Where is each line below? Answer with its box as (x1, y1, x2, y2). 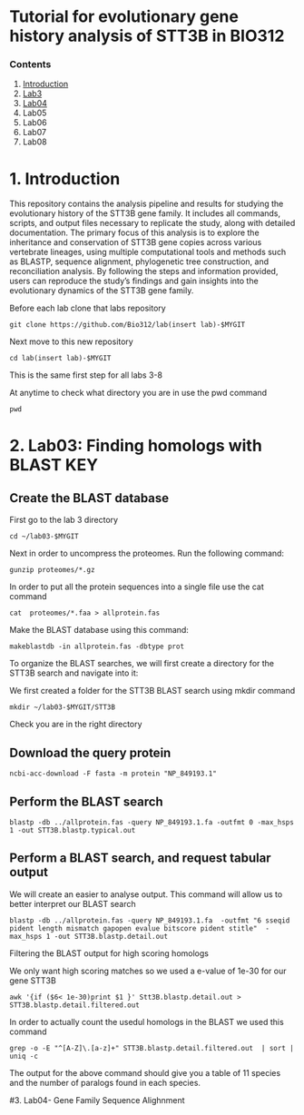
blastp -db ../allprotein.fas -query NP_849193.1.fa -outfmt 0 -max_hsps (9, 818, 295, 827)
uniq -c (9, 1051, 39, 1061)
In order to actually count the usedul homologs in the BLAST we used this (9, 1016, 284, 1027)
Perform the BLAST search (9, 794, 163, 809)
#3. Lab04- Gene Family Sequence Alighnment (9, 1094, 185, 1105)
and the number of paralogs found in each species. (9, 1077, 201, 1088)
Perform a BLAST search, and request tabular (9, 851, 271, 866)
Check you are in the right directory (9, 719, 142, 730)
